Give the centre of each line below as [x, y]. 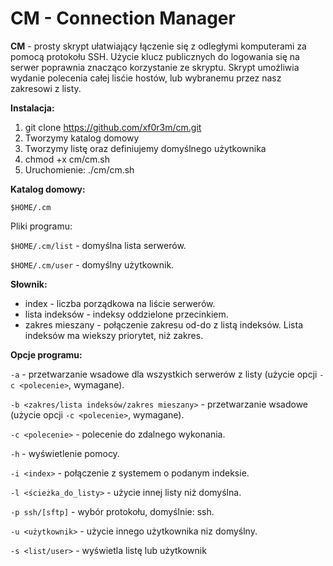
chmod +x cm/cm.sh [67, 159]
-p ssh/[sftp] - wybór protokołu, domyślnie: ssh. [112, 511]
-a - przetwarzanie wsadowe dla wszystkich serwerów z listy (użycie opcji [164, 374]
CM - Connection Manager [123, 18]
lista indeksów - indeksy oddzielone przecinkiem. [126, 314]
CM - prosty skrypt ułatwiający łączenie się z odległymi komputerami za [158, 46]
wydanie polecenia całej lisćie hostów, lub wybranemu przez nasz [146, 78]
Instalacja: [32, 108]
